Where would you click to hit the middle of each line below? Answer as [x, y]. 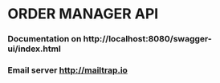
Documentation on [45, 39]
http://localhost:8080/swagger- [147, 39]
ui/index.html [34, 49]
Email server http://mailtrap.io [67, 70]
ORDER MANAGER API [83, 14]
